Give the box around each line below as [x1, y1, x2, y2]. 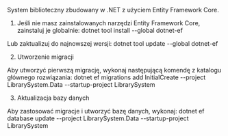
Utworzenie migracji [16, 53, 74, 61]
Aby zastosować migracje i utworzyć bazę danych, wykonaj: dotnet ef [7, 107, 205, 115]
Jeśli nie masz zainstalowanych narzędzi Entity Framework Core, [16, 19, 201, 27]
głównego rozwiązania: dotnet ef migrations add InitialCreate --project [7, 73, 206, 81]
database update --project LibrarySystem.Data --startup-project [7, 114, 189, 122]
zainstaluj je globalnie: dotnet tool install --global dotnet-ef [16, 27, 183, 34]
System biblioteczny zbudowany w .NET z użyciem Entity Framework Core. [7, 6, 219, 14]
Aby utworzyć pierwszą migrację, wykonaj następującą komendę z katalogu [7, 66, 222, 74]
